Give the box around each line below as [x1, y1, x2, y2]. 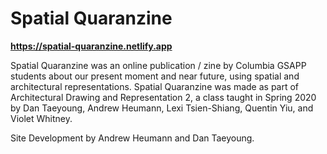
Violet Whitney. [10, 112, 73, 124]
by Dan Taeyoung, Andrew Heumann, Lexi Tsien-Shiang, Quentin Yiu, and [10, 102, 314, 114]
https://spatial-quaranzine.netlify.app [10, 40, 173, 52]
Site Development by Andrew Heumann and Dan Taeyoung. [10, 132, 255, 144]
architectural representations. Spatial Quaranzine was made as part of [10, 80, 300, 92]
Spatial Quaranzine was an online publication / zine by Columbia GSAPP [10, 59, 307, 71]
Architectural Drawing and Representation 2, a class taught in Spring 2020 [10, 91, 317, 103]
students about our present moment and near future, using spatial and [10, 70, 300, 82]
